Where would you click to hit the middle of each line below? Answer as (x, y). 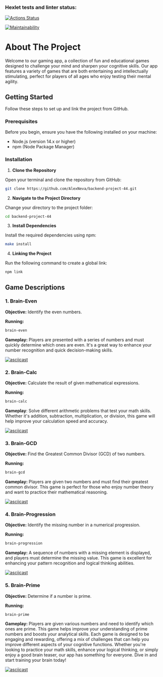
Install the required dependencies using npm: (51, 235)
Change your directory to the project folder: (49, 208)
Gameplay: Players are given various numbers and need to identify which (79, 624)
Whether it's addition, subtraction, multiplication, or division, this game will (80, 416)
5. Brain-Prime (23, 585)
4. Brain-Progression (30, 514)
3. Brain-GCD (21, 443)
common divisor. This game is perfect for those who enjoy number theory (79, 487)
